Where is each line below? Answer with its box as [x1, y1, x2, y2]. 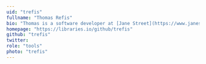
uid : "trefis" [6, 9, 43, 15]
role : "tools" [6, 43, 43, 49]
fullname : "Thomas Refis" [6, 15, 72, 21]
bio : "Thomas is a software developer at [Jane [6, 20, 131, 26]
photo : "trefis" [6, 49, 48, 55]
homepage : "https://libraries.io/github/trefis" [6, 26, 133, 32]
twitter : [6, 37, 29, 43]
